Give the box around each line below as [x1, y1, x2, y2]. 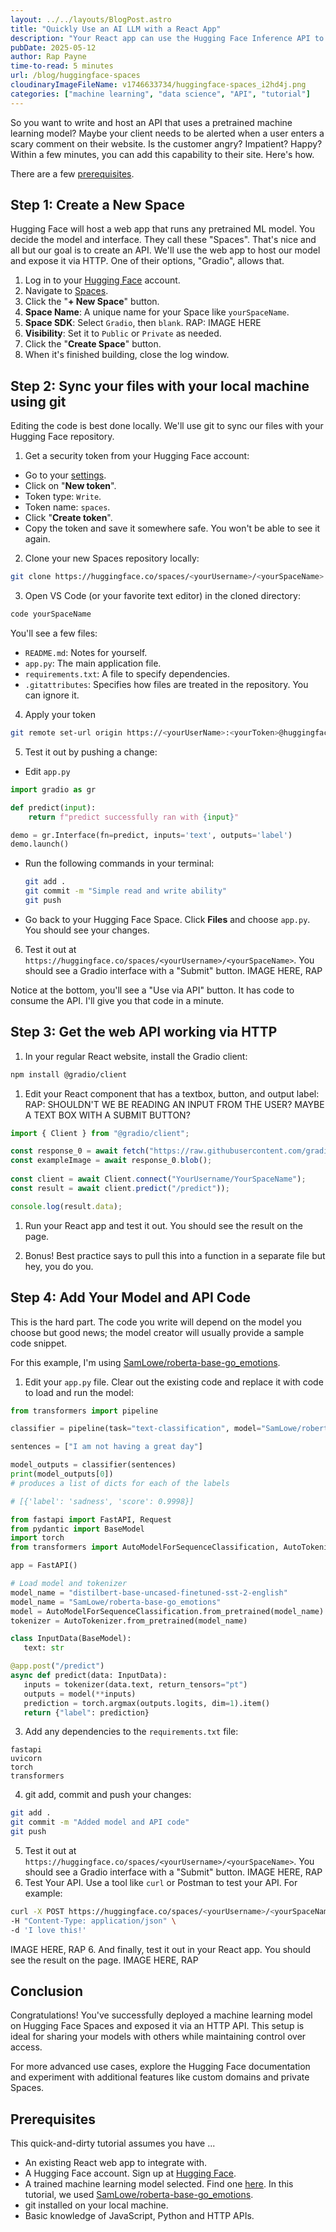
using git [10, 393, 67, 410]
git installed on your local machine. [24, 2199, 169, 2211]
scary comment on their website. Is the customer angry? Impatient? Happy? [10, 137, 323, 150]
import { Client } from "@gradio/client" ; [10, 1128, 190, 1138]
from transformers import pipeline [10, 1406, 159, 1416]
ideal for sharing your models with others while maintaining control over [10, 2031, 307, 2043]
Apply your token [24, 709, 96, 720]
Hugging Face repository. [10, 431, 115, 443]
